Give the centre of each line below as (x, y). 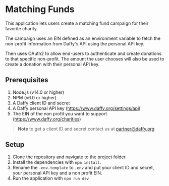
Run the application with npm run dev (51, 178)
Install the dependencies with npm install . (57, 162)
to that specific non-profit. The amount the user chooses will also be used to (85, 58)
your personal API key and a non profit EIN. (57, 173)
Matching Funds (40, 9)
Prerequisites (27, 80)
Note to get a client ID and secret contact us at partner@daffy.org (86, 129)
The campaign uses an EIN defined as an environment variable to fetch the (83, 38)
